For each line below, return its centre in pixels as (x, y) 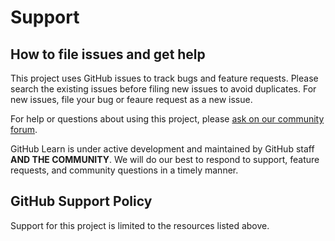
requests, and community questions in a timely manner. (124, 170)
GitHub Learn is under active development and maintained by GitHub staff (162, 149)
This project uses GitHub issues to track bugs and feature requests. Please (164, 78)
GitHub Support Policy (81, 201)
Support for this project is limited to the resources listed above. (140, 225)
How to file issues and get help (108, 54)
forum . (24, 129)
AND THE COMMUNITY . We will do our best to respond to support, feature (165, 159)
